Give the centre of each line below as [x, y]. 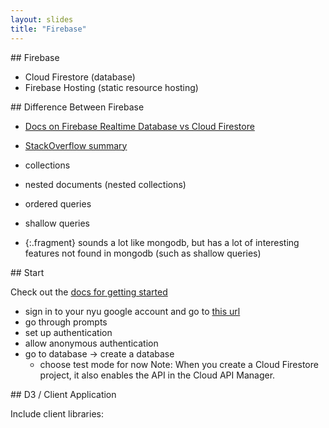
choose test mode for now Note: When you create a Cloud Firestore [179, 364]
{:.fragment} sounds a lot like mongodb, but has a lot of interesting [162, 242]
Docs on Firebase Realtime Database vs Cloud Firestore [139, 126]
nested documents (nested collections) [105, 184]
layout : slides [42, 19]
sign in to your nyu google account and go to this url [132, 311]
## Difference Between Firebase [77, 107]
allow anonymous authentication [91, 343]
